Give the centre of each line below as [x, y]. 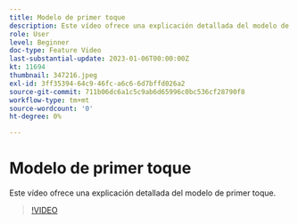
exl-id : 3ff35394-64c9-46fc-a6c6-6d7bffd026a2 [97, 84]
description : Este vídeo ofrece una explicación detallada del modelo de [149, 26]
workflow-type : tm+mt [50, 100]
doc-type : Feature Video [55, 51]
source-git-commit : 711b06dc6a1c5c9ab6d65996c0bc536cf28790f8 [127, 92]
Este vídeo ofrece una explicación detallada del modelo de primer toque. [143, 193]
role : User [29, 34]
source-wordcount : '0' [51, 108]
